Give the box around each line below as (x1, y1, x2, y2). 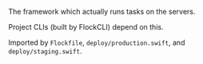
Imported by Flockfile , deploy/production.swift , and (8, 38, 185, 47)
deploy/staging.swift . (8, 46, 82, 55)
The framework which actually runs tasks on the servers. (8, 7, 196, 16)
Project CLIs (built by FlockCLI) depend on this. (8, 22, 164, 31)
